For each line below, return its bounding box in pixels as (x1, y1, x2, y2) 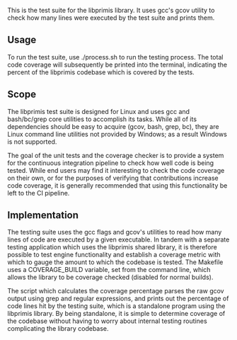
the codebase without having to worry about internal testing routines (7, 317, 207, 325)
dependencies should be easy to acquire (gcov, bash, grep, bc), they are (7, 122, 219, 130)
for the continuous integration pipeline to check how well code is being (7, 159, 214, 167)
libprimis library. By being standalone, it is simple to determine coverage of (7, 310, 226, 318)
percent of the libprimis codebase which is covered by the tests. (7, 67, 195, 76)
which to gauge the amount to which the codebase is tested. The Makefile (7, 258, 224, 266)
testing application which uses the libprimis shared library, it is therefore (7, 243, 217, 251)
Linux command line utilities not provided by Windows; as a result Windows (7, 130, 228, 138)
